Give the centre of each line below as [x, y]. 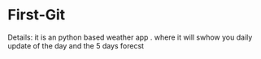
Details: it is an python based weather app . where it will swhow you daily [130, 37]
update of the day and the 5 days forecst [76, 45]
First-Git [37, 15]
